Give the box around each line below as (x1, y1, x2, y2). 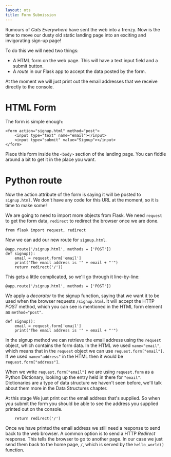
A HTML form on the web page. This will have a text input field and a (12, 57, 158, 63)
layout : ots (5, 7, 31, 13)
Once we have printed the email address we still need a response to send (5, 425, 161, 431)
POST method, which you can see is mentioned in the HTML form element (5, 304, 163, 310)
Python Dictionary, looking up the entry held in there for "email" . (5, 374, 142, 380)
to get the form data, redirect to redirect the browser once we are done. (5, 218, 159, 224)
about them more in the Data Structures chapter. (5, 385, 108, 391)
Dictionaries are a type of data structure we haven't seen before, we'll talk (5, 380, 162, 386)
